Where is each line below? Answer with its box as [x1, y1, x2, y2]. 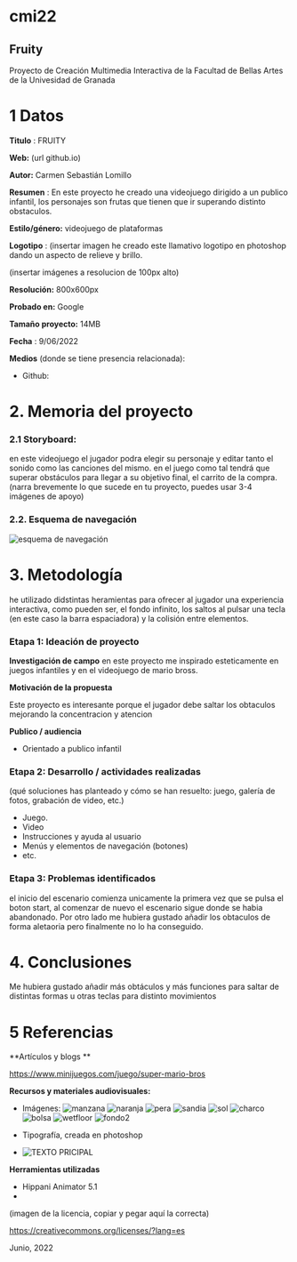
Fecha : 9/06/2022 [9, 335, 78, 346]
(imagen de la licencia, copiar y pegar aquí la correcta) [9, 1208, 210, 1219]
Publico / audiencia [9, 726, 82, 736]
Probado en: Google [9, 301, 84, 312]
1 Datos [9, 106, 65, 126]
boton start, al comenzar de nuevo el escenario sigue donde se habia [9, 902, 263, 912]
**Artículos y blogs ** [9, 1051, 92, 1062]
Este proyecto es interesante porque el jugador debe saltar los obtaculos [9, 699, 276, 710]
